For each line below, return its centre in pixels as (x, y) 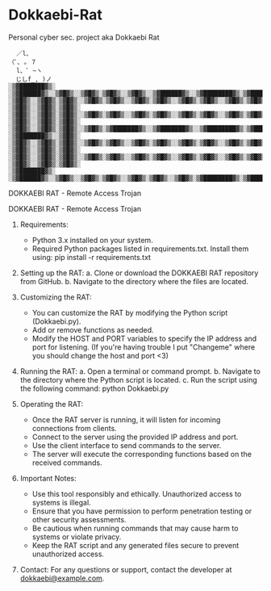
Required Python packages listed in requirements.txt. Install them (140, 249)
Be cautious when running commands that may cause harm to (135, 528)
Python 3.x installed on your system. (92, 240)
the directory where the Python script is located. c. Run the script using (139, 379)
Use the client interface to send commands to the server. (127, 445)
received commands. (67, 463)
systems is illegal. (61, 502)
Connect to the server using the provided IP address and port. (135, 437)
